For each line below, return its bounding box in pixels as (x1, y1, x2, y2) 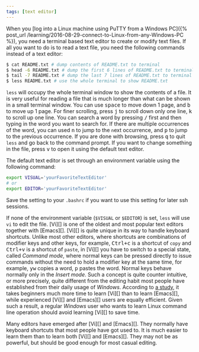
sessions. (6, 203, 30, 210)
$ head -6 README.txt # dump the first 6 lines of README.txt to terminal (6, 67, 195, 73)
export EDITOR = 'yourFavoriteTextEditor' (6, 185, 108, 191)
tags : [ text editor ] (6, 8, 57, 15)
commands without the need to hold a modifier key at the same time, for (6, 258, 182, 265)
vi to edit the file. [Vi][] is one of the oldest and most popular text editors (6, 220, 184, 228)
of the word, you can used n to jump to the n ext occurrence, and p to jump (6, 127, 188, 134)
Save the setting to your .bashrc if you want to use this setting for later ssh (6, 196, 188, 203)
